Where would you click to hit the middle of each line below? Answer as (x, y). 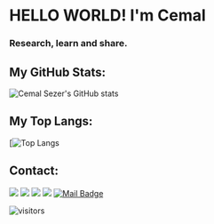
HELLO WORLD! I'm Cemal (107, 16)
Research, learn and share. (68, 44)
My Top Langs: (51, 121)
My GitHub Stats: (58, 72)
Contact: (34, 171)
